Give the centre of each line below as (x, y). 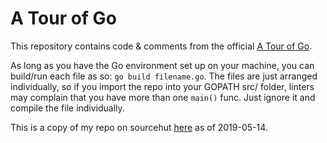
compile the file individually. (67, 108)
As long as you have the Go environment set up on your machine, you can (162, 65)
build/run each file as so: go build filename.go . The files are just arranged (164, 76)
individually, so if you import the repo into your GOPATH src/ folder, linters (162, 86)
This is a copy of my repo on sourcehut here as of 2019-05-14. (139, 127)
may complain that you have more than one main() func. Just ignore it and (163, 97)
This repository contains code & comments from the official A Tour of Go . (161, 46)
